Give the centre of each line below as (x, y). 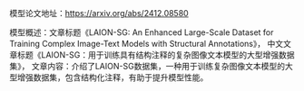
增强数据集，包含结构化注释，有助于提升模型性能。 (113, 77)
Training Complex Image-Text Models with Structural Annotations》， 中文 (147, 44)
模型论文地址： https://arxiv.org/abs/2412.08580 (99, 13)
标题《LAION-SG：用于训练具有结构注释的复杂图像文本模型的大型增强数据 (156, 55)
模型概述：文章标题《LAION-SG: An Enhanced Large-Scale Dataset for (142, 32)
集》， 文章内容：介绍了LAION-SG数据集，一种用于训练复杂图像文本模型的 (147, 66)
